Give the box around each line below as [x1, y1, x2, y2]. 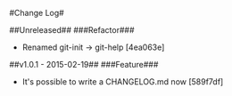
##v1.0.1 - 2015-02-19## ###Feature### [9, 60, 159, 69]
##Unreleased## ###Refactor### [9, 25, 136, 35]
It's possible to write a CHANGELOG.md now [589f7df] [21, 76, 224, 87]
